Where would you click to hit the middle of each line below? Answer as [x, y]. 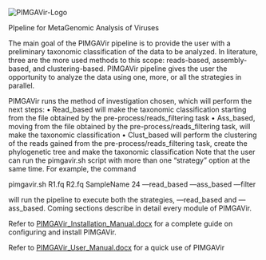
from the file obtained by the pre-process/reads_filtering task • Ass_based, [132, 118]
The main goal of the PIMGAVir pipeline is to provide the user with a [119, 43]
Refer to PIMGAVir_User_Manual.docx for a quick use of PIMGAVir [117, 248]
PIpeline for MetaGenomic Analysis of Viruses [84, 28]
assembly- [230, 60]
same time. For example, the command [72, 169]
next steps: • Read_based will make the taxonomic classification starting [127, 109]
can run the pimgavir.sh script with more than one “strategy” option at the [129, 160]
